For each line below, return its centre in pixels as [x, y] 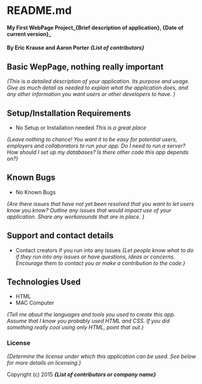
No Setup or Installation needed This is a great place [81, 128]
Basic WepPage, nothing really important [85, 67]
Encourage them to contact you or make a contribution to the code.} [100, 263]
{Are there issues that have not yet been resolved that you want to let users [100, 203]
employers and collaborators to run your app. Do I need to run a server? [96, 146]
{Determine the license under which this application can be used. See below [101, 356]
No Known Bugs [35, 192]
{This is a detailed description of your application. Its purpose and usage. [98, 82]
